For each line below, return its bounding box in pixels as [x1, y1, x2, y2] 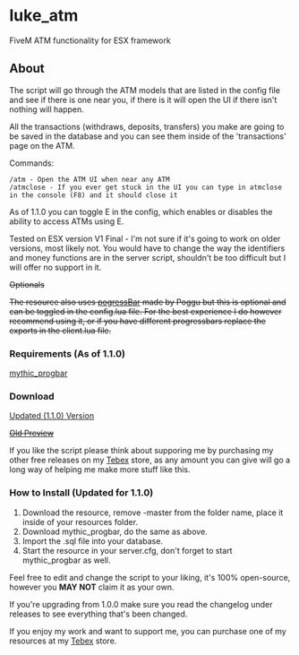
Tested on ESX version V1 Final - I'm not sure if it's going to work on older [9, 233, 281, 244]
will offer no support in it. [9, 262, 102, 272]
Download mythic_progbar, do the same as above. [21, 526, 208, 537]
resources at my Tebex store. [9, 635, 117, 646]
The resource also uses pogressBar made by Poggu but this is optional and [9, 297, 286, 307]
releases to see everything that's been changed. [9, 608, 188, 619]
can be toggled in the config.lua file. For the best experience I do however [9, 306, 282, 316]
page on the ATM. [9, 140, 76, 151]
